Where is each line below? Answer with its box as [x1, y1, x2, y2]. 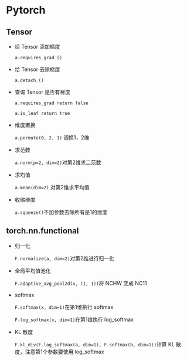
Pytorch [6, 4, 46, 17]
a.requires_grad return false [14, 100, 89, 106]
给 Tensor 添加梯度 [14, 43, 60, 50]
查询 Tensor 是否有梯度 [14, 88, 71, 96]
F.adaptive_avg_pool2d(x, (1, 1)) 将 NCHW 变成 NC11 [14, 280, 147, 287]
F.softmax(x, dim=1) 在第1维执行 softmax [14, 303, 114, 311]
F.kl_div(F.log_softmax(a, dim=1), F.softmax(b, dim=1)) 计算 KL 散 [14, 340, 182, 348]
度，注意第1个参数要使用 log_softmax [14, 348, 104, 355]
